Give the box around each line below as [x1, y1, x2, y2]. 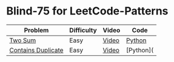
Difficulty [69, 26, 97, 34]
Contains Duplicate [9, 46, 64, 54]
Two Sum [9, 36, 36, 45]
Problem [24, 26, 49, 34]
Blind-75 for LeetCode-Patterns [6, 4, 169, 18]
